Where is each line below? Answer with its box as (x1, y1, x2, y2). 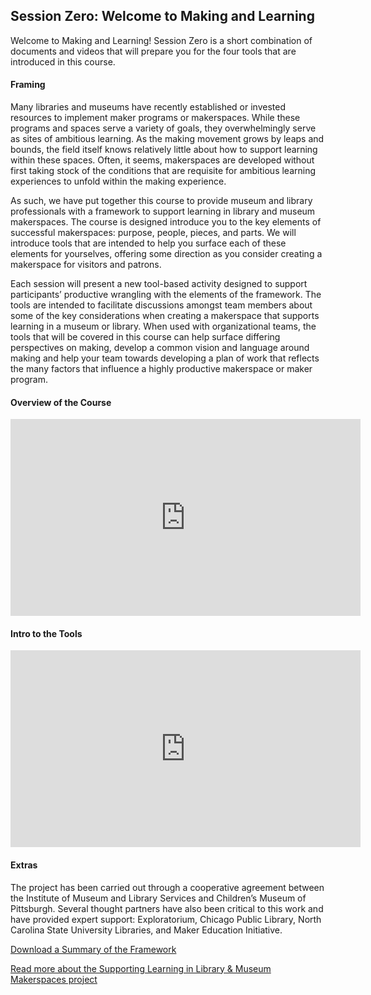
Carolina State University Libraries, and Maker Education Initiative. (10, 924, 283, 936)
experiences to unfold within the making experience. (10, 175, 227, 188)
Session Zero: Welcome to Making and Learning (10, 8, 315, 25)
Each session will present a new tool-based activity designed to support (10, 278, 308, 290)
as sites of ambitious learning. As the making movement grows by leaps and (10, 133, 325, 145)
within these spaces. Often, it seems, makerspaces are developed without (10, 154, 315, 166)
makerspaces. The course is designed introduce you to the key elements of (10, 216, 322, 228)
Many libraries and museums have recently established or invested (10, 101, 287, 113)
